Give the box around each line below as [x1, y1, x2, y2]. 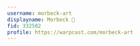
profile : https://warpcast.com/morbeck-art [7, 28, 134, 36]
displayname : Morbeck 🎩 [7, 16, 75, 23]
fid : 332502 [7, 22, 41, 29]
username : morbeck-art [7, 9, 72, 17]
